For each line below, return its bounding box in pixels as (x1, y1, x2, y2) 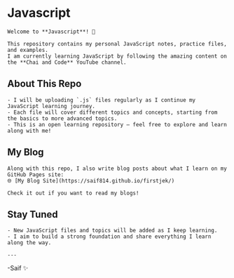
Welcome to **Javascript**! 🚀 (7, 28, 96, 35)
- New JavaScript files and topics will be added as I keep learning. (7, 227, 218, 234)
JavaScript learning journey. (7, 102, 96, 110)
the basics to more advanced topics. (7, 114, 118, 122)
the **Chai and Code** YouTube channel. (7, 58, 128, 66)
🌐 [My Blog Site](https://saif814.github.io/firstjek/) (7, 177, 175, 184)
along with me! (7, 127, 52, 134)
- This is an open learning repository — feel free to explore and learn (7, 121, 228, 128)
